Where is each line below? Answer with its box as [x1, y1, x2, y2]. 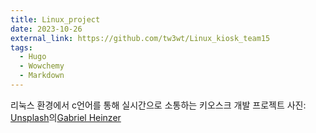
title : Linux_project [10, 14, 101, 25]
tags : [10, 42, 33, 53]
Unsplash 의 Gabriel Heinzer [10, 111, 122, 123]
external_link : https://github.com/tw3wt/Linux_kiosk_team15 [10, 33, 271, 43]
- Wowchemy [19, 61, 65, 71]
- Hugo [19, 52, 47, 62]
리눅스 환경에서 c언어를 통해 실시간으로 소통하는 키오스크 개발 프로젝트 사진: [10, 99, 307, 111]
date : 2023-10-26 [10, 24, 83, 34]
